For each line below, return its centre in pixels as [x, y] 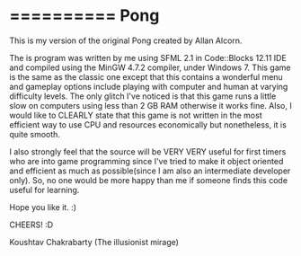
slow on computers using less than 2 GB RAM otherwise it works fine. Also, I [150, 105]
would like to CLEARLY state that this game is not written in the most [136, 115]
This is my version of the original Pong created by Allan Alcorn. [126, 40]
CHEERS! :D [31, 225]
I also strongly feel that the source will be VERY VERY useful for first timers [148, 151]
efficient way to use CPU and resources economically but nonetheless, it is [148, 124]
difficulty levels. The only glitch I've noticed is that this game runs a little [143, 96]
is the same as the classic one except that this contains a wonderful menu [146, 76]
